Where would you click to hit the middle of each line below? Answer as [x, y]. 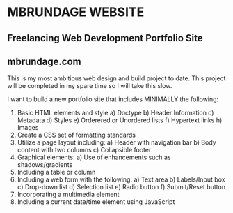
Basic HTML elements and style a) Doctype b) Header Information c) [115, 113]
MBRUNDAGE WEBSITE [76, 12]
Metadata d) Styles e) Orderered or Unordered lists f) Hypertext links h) [120, 120]
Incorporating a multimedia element [68, 194]
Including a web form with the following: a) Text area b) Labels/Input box [121, 179]
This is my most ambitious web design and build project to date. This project [116, 78]
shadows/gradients [45, 165]
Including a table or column [56, 172]
